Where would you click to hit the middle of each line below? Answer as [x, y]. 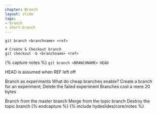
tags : [10, 18]
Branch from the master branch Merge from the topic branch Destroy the [78, 101]
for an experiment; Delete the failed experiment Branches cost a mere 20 [78, 87]
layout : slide [19, 14]
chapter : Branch [21, 9]
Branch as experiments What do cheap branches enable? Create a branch [79, 81]
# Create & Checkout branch [33, 49]
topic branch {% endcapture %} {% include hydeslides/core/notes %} [75, 106]
